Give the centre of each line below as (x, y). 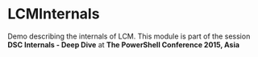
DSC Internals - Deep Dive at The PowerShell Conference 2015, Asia (123, 44)
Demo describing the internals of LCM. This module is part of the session (129, 36)
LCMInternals (54, 14)
